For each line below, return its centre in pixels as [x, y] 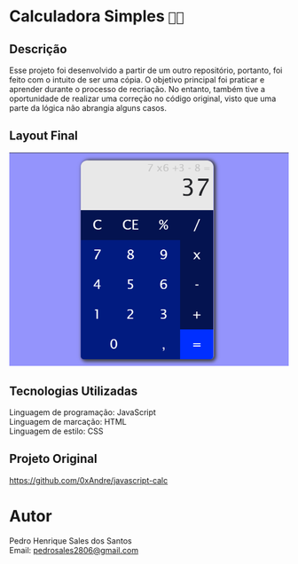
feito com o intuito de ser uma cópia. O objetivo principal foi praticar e [137, 80]
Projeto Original [53, 459]
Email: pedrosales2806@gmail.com [74, 550]
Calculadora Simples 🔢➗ [97, 16]
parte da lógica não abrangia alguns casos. [88, 108]
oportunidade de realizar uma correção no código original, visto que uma [143, 98]
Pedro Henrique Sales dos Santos [71, 540]
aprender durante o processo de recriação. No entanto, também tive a [137, 89]
